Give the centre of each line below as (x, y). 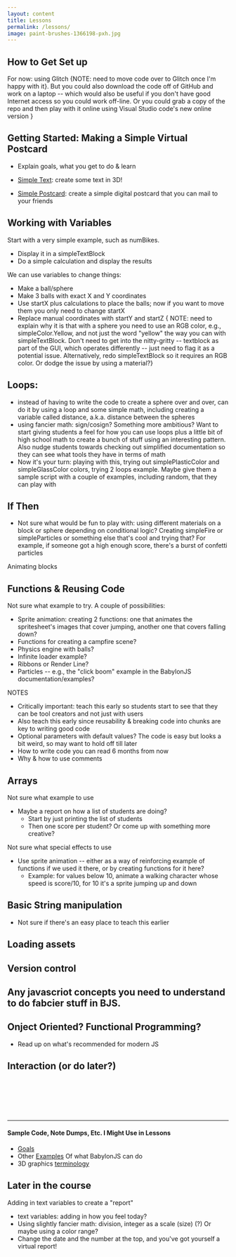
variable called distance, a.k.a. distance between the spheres (106, 417)
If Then (23, 506)
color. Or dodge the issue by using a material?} (85, 363)
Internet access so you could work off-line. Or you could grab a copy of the (117, 101)
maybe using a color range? (58, 1231)
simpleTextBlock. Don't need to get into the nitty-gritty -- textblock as (118, 340)
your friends (35, 200)
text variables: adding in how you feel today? (82, 1216)
